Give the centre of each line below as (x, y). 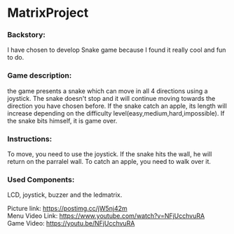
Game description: (40, 76)
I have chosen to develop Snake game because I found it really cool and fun (117, 50)
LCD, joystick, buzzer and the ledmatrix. (65, 195)
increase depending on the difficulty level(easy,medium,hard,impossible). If (116, 113)
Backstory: (26, 35)
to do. (16, 57)
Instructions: (30, 139)
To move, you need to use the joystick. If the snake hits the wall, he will (110, 154)
